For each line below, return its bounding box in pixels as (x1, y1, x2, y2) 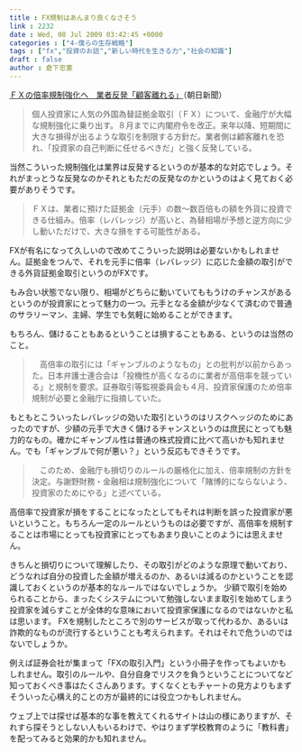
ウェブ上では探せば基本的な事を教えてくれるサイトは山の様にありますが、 (9, 710, 286, 721)
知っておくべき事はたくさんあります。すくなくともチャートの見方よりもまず (9, 680, 292, 691)
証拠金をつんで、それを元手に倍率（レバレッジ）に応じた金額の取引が (24, 256, 286, 267)
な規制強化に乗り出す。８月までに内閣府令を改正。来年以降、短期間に (31, 119, 292, 131)
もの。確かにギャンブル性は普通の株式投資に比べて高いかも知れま (32, 434, 278, 445)
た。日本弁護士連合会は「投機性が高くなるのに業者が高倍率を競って (31, 370, 285, 381)
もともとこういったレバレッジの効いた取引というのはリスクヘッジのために (9, 411, 286, 422)
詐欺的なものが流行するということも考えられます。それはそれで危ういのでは (9, 627, 293, 637)
